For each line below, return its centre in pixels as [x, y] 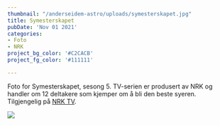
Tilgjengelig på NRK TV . [42, 101]
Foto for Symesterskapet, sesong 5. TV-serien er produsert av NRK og [110, 86]
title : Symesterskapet [41, 21]
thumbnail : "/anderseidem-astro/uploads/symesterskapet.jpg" [100, 14]
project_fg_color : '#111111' [50, 60]
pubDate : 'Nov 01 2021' [43, 27]
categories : [25, 34]
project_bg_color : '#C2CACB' [50, 54]
